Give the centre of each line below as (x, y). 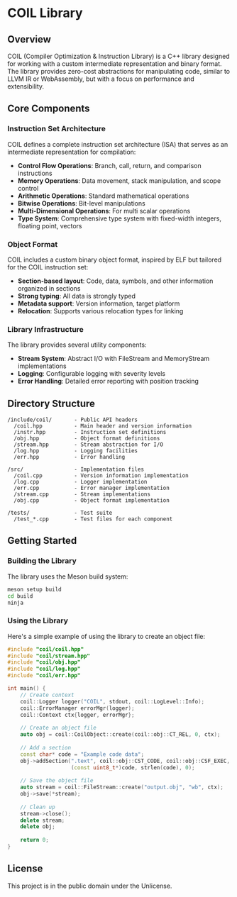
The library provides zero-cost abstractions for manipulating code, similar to (119, 71)
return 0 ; (35, 840)
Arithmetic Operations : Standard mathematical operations (103, 196)
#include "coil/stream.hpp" (49, 656)
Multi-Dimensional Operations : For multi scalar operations (104, 211)
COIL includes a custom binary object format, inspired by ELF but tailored (115, 260)
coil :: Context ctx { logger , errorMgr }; (77, 715)
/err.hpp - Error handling (70, 457)
